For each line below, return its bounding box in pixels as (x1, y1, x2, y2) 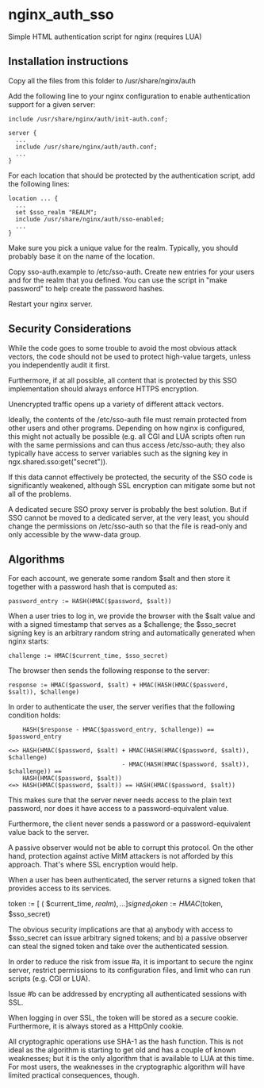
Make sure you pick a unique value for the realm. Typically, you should (8, 243, 239, 252)
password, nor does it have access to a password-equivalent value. (8, 804, 229, 813)
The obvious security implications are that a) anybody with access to (8, 925, 234, 934)
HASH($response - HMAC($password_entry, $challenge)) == (22, 726, 215, 734)
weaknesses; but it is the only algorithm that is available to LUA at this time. (8, 1054, 254, 1063)
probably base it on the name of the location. (8, 252, 155, 261)
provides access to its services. (8, 883, 112, 894)
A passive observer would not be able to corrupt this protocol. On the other (8, 843, 254, 852)
